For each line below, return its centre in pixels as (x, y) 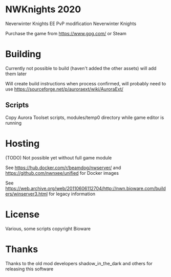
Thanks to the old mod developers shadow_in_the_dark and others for (79, 263)
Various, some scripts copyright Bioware (48, 228)
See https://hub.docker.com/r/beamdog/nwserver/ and (63, 168)
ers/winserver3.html (26, 194)
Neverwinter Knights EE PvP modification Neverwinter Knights (71, 24)
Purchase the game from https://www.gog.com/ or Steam (66, 33)
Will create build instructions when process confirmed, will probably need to (86, 83)
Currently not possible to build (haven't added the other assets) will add (81, 68)
